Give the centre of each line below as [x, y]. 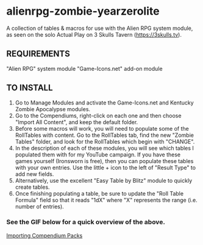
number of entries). [39, 207]
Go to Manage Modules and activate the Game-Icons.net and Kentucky [104, 103]
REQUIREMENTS [38, 54]
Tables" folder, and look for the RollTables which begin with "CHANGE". [105, 141]
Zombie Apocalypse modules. [52, 109]
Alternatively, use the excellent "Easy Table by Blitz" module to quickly [104, 180]
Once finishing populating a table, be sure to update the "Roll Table [99, 193]
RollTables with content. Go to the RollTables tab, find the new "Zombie [104, 135]
